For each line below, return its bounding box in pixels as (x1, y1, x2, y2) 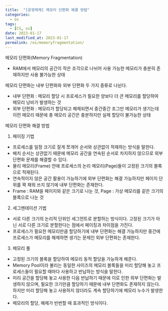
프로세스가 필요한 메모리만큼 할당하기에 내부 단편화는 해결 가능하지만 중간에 (12, 228, 161, 234)
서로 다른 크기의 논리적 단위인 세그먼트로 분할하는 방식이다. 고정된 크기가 (12, 215, 155, 221)
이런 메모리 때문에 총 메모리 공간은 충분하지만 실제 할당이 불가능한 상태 (12, 112, 151, 118)
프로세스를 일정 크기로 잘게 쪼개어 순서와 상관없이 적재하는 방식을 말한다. (12, 144, 155, 150)
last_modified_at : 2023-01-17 (5, 36, 69, 41)
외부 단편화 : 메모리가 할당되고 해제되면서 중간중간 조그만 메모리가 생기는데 (12, 105, 159, 111)
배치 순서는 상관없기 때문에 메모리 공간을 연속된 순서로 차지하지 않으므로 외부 (12, 150, 163, 156)
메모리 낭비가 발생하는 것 (12, 99, 61, 105)
